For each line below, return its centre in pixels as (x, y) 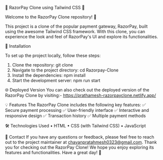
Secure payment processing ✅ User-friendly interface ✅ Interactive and (77, 110)
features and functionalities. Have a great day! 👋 (53, 152)
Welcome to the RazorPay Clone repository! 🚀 (51, 17)
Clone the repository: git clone (42, 65)
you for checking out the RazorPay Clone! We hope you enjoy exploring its (80, 147)
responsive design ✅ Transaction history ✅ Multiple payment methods (75, 116)
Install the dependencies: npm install (49, 75)
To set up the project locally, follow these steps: (53, 55)
